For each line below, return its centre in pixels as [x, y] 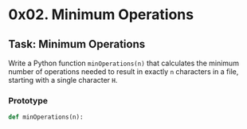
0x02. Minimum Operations [101, 15]
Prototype [28, 100]
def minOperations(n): [46, 117]
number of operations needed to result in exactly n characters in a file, [123, 72]
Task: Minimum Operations [77, 44]
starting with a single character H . [63, 80]
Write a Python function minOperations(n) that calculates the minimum [123, 63]
